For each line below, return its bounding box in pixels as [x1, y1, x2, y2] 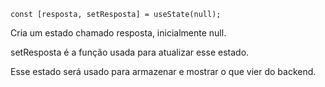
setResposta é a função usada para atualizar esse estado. [10, 46, 250, 58]
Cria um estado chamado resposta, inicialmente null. [10, 27, 227, 39]
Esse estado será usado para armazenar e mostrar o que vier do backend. [10, 66, 317, 77]
